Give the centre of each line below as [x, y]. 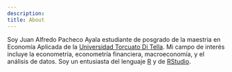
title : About [26, 20]
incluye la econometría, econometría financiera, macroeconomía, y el [106, 54]
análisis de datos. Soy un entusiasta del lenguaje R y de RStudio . [99, 61]
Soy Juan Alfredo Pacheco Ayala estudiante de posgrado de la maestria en [114, 39]
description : [26, 13]
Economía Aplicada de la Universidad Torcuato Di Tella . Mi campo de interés [116, 47]
